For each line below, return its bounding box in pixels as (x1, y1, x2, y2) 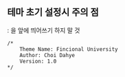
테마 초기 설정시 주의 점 (7, 6, 100, 19)
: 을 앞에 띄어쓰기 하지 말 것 (7, 26, 80, 34)
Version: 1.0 (19, 58, 57, 65)
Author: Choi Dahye (19, 52, 76, 58)
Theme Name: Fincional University (19, 45, 118, 53)
